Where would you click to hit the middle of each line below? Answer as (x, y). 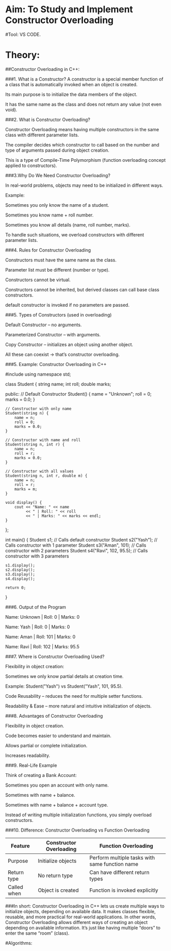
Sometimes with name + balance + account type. (57, 804)
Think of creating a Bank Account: (41, 775)
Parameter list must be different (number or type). (58, 270)
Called (16, 887)
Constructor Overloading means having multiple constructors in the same (82, 129)
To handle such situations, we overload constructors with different (75, 235)
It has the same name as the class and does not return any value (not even (83, 104)
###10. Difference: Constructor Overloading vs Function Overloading (78, 830)
